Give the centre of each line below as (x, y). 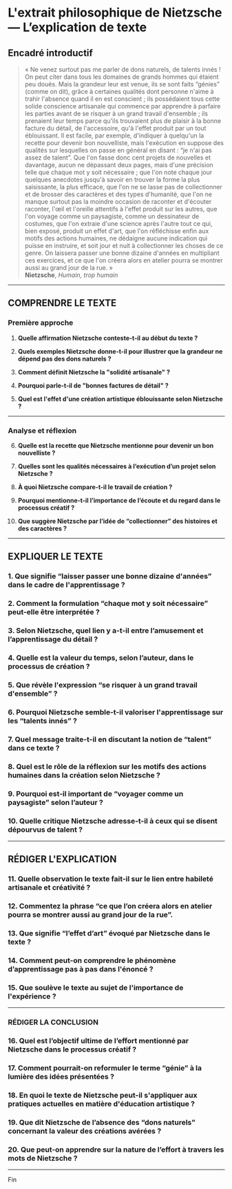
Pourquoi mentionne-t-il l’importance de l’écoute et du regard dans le (119, 500)
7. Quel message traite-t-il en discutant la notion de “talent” (110, 739)
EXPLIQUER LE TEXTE (55, 557)
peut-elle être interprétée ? (54, 612)
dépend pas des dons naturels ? (65, 359)
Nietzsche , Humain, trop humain (71, 275)
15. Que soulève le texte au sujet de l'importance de (96, 987)
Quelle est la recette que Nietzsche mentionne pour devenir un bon (116, 445)
